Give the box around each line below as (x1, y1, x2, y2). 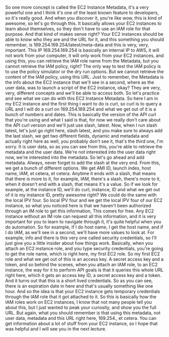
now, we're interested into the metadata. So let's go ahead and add (5, 154, 145, 160)
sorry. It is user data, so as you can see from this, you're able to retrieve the (5, 144, 163, 149)
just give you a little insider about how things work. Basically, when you (5, 240, 153, 246)
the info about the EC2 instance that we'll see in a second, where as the (5, 79, 154, 85)
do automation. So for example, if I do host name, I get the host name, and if (5, 224, 163, 230)
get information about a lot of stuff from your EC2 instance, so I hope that (5, 320, 158, 326)
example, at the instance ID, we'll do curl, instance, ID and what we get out (5, 187, 160, 192)
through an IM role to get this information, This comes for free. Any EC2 (5, 208, 154, 214)
